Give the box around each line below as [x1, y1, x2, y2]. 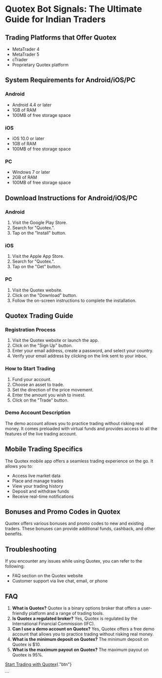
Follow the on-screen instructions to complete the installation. [12, 297, 137, 303]
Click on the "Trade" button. [12, 397, 69, 403]
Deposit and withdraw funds [12, 488, 69, 494]
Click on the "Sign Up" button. [12, 342, 73, 348]
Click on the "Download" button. [12, 292, 77, 298]
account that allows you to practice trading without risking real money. [12, 631, 154, 637]
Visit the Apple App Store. [12, 253, 64, 259]
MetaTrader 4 [12, 46, 40, 52]
